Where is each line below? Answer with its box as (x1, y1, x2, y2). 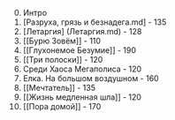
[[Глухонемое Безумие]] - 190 (22, 45, 136, 56)
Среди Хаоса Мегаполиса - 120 (22, 64, 142, 74)
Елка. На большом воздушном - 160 (22, 73, 159, 83)
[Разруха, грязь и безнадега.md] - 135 (22, 17, 167, 27)
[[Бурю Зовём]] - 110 (22, 35, 101, 46)
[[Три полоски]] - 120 (22, 55, 103, 64)
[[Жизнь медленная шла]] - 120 (22, 92, 142, 102)
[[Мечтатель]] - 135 (22, 83, 96, 93)
